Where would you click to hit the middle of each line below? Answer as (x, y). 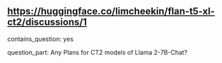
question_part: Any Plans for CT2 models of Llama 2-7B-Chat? (97, 52)
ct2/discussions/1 (47, 22)
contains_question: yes (40, 39)
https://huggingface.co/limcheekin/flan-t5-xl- (111, 11)
